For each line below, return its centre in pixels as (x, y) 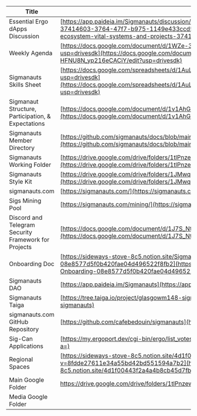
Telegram (22, 225)
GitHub (19, 322)
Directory (22, 148)
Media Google (28, 397)
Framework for (29, 239)
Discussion (24, 36)
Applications (26, 346)
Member (21, 140)
